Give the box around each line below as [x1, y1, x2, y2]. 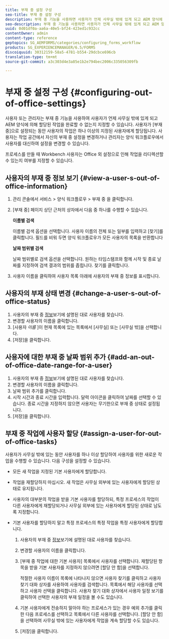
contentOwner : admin [5, 31, 49, 36]
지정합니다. [18, 509, 40, 515]
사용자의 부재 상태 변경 [5, 289, 71, 298]
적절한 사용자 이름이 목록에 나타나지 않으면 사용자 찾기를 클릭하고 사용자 [20, 575, 161, 581]
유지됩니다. [22, 485, 44, 491]
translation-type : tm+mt [5, 54, 57, 60]
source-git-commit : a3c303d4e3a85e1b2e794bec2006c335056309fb [5, 59, 138, 64]
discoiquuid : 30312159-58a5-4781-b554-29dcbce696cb [5, 50, 116, 55]
